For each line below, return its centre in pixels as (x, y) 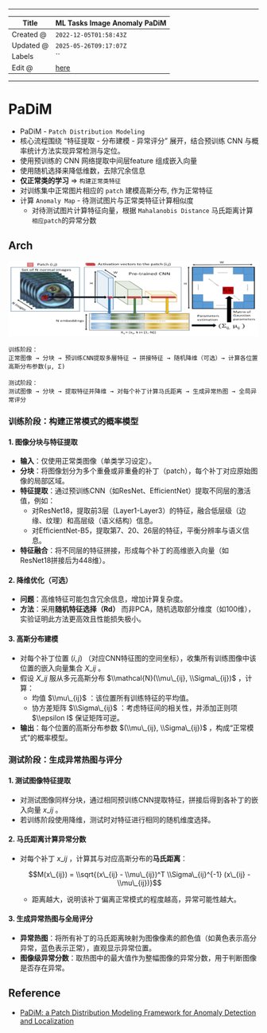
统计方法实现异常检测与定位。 (75, 150)
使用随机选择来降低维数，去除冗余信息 (82, 170)
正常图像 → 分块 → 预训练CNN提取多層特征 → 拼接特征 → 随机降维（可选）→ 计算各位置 (133, 358)
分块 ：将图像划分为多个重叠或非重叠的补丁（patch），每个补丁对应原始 (135, 471)
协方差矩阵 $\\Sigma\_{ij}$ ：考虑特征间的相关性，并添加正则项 (135, 708)
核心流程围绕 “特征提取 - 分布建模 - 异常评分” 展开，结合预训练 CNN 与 (135, 141)
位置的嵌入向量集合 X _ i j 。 (62, 668)
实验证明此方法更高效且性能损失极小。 (82, 619)
